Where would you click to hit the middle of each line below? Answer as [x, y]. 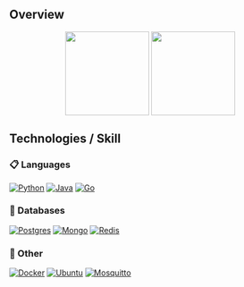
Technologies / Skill [65, 139]
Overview [37, 15]
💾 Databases [37, 211]
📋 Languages [40, 165]
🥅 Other [26, 253]
